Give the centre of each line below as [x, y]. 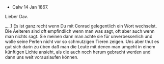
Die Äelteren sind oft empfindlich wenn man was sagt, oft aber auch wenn [80, 31]
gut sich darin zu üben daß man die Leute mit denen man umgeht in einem [80, 47]
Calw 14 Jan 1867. [30, 7]
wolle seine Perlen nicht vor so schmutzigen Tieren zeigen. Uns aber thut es [82, 42]
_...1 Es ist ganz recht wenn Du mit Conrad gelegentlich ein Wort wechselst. [81, 26]
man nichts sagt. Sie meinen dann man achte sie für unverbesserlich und [79, 36]
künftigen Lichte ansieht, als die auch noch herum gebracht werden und [78, 52]
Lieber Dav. [17, 16]
